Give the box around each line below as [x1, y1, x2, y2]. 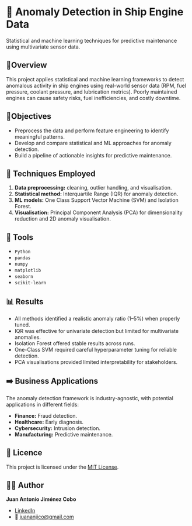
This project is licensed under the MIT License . [6, 463, 119, 470]
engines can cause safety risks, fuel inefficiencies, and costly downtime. [6, 94, 181, 101]
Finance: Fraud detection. [14, 412, 78, 419]
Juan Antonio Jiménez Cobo [6, 496, 76, 503]
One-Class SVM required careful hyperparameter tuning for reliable [14, 346, 177, 353]
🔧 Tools [6, 232, 34, 242]
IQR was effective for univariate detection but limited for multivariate [14, 328, 179, 334]
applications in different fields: [6, 401, 79, 408]
